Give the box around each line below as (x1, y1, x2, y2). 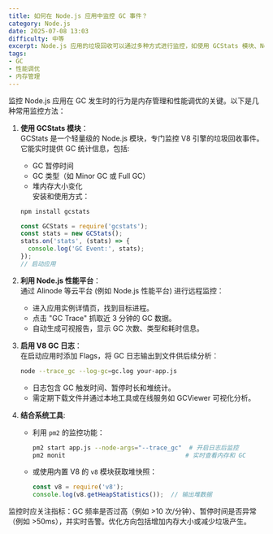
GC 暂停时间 (32, 160, 75, 171)
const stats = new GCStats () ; (19, 229, 123, 238)
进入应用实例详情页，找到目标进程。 (32, 302, 154, 313)
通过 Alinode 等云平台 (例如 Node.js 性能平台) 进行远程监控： (19, 285, 224, 295)
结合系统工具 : (19, 410, 66, 419)
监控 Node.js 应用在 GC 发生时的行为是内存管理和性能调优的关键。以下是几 (8, 95, 259, 106)
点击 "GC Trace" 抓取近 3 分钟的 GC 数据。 (32, 313, 176, 323)
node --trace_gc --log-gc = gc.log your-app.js (19, 367, 177, 375)
